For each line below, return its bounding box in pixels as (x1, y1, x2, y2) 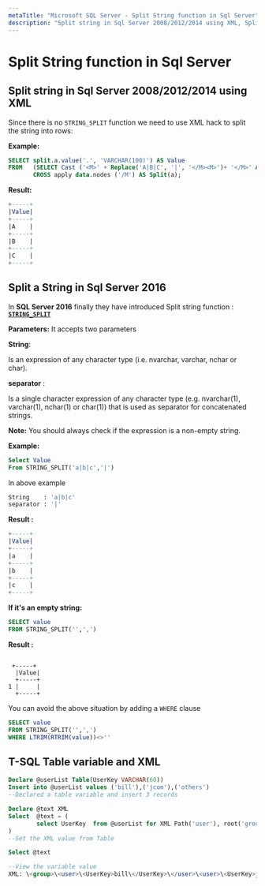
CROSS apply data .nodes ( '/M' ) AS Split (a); (32, 171, 181, 179)
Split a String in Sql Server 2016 (8, 281, 167, 294)
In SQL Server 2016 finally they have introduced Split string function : (8, 301, 234, 312)
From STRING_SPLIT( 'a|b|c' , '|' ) (8, 463, 114, 472)
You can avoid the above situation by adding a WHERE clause (8, 703, 201, 712)
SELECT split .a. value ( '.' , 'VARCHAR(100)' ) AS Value (8, 156, 185, 164)
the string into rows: (8, 125, 73, 135)
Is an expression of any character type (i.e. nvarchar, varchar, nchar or (8, 354, 237, 364)
